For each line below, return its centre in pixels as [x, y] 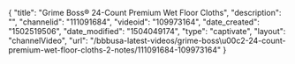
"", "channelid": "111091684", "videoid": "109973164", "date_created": [134, 22]
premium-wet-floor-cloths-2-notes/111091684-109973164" [115, 50]
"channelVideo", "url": [49, 40]
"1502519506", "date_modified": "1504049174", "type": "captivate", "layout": [147, 31]
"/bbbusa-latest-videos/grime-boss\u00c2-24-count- [188, 40]
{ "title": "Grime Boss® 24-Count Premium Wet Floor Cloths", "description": [145, 13]
